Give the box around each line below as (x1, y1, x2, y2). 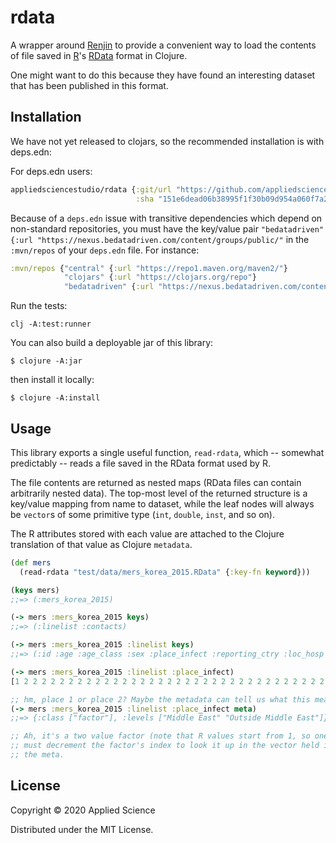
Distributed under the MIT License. (10, 823, 154, 835)
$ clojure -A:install (10, 393, 101, 403)
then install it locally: (10, 374, 95, 386)
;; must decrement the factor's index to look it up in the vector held (10, 741, 320, 751)
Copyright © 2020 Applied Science (10, 804, 156, 816)
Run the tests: (10, 300, 68, 312)
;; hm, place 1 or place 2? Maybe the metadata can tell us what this (10, 694, 311, 705)
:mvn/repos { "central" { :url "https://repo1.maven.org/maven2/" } (10, 263, 288, 273)
